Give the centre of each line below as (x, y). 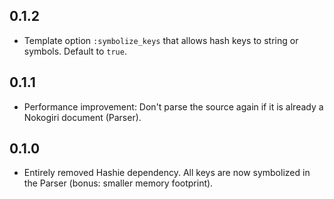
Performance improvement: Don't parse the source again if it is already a (173, 106)
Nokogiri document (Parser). (82, 117)
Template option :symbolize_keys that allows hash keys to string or (161, 40)
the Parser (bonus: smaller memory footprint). (118, 183)
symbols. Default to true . (75, 51)
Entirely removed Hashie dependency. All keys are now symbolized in (167, 173)
